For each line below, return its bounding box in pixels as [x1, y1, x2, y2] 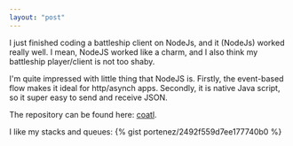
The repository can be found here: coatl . [9, 109, 157, 119]
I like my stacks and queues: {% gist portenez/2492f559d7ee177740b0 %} [9, 126, 282, 137]
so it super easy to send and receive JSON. [9, 92, 169, 103]
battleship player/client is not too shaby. [9, 56, 155, 66]
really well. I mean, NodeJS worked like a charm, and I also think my [9, 46, 258, 58]
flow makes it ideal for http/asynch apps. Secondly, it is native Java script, [9, 82, 281, 93]
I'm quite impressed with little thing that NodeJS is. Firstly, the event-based [9, 73, 284, 84]
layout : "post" [9, 12, 66, 22]
